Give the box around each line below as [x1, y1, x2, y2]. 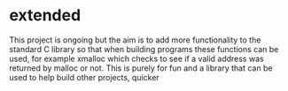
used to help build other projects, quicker [9, 72, 160, 82]
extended [9, 5, 82, 26]
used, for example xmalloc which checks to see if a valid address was [9, 53, 264, 64]
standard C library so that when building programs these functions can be [9, 43, 279, 54]
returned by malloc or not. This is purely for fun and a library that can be [9, 63, 273, 73]
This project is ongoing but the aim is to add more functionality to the [9, 34, 261, 45]
